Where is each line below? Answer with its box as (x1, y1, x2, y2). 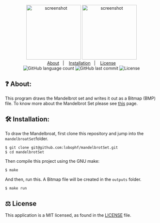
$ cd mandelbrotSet (5, 150, 45, 154)
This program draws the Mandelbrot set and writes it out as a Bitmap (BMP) (5, 95, 156, 101)
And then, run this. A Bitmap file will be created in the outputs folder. (5, 176, 142, 182)
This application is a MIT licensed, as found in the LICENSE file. (5, 212, 131, 218)
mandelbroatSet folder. (5, 136, 48, 141)
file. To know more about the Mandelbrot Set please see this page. (5, 100, 138, 106)
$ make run (5, 186, 27, 191)
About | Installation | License (47, 60, 116, 66)
